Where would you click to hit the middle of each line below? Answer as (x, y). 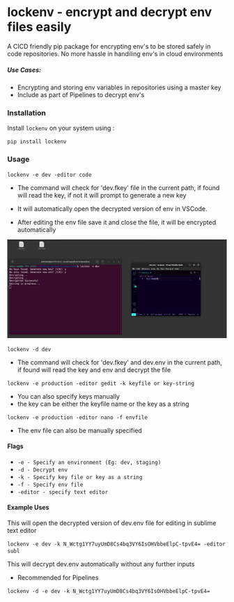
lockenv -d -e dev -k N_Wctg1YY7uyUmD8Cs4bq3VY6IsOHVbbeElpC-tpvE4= (109, 592)
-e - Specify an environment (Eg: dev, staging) (89, 462)
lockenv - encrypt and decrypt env (110, 12)
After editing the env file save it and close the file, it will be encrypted (117, 222)
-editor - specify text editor (63, 492)
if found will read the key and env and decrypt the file (94, 369)
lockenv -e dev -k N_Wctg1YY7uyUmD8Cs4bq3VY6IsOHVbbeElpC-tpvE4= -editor (117, 544)
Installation (27, 112)
